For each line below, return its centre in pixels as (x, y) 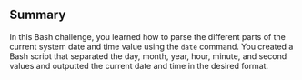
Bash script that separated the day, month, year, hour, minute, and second (148, 56)
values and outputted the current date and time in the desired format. (139, 65)
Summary (38, 15)
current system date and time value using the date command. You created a (151, 46)
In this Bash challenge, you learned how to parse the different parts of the (148, 36)
